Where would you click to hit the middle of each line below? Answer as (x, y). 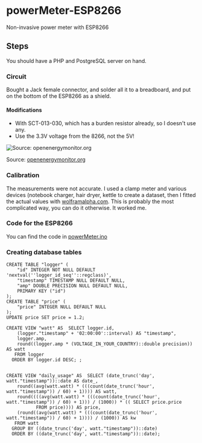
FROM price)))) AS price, (68, 408)
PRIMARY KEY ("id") (42, 291)
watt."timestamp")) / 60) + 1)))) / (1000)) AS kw (71, 418)
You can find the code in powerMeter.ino (57, 236)
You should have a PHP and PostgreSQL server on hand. (76, 60)
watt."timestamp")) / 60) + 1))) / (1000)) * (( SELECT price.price (94, 403)
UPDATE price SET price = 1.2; (46, 318)
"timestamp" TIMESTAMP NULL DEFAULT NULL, (71, 281)
